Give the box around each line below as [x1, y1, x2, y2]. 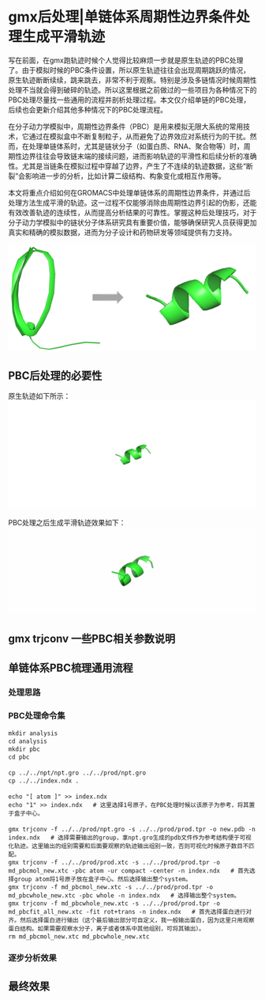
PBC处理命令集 [8, 710, 65, 721]
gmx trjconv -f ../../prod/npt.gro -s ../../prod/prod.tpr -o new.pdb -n [8, 825, 256, 834]
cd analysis [8, 737, 47, 745]
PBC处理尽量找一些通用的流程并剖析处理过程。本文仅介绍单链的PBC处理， [8, 95, 251, 104]
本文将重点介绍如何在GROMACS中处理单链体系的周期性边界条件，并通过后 [8, 187, 251, 197]
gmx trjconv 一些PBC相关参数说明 [8, 631, 176, 646]
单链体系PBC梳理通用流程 [8, 661, 134, 675]
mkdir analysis [8, 729, 58, 737]
